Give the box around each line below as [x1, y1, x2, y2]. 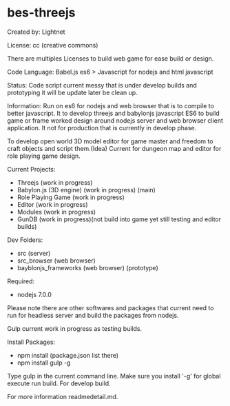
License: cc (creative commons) [7, 41, 98, 49]
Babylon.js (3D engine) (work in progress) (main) [17, 185, 156, 194]
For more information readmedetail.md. [7, 392, 118, 400]
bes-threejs [7, 5, 76, 21]
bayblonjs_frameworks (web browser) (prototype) [17, 263, 158, 272]
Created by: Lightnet [7, 28, 65, 36]
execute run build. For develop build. [7, 379, 112, 387]
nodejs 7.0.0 [17, 290, 52, 298]
